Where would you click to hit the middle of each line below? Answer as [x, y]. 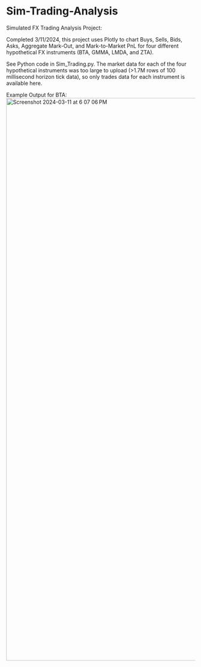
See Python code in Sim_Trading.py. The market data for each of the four [97, 64]
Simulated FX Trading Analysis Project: [54, 28]
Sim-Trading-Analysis [62, 11]
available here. [24, 83]
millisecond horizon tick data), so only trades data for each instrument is [95, 77]
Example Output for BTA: [37, 95]
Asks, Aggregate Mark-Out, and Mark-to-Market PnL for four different [92, 46]
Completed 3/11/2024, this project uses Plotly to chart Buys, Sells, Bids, [94, 39]
